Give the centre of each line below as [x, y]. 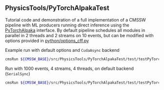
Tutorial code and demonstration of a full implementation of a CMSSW [76, 20]
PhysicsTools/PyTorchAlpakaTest [57, 8]
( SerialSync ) [18, 73]
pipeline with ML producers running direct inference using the [67, 25]
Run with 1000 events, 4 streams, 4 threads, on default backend [70, 68]
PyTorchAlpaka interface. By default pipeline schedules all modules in [75, 30]
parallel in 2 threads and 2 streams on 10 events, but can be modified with [79, 35]
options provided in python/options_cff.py [47, 41]
